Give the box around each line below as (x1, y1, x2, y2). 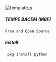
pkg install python (7, 51, 48, 57)
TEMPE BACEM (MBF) (5, 16, 51, 22)
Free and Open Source (5, 28, 50, 33)
